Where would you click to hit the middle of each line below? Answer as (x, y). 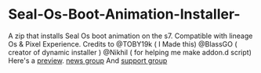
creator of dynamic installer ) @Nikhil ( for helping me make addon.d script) (130, 52)
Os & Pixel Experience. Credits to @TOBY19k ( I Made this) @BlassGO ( (123, 43)
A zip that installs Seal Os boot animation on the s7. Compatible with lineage (130, 36)
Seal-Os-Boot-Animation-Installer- (124, 14)
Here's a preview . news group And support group (88, 61)
